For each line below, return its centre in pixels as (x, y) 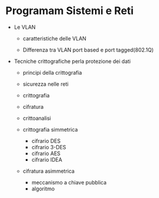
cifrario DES (46, 141)
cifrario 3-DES (49, 147)
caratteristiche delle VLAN (54, 38)
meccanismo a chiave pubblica (69, 182)
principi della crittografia (53, 72)
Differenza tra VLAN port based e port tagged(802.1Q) (88, 50)
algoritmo (43, 189)
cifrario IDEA (47, 159)
